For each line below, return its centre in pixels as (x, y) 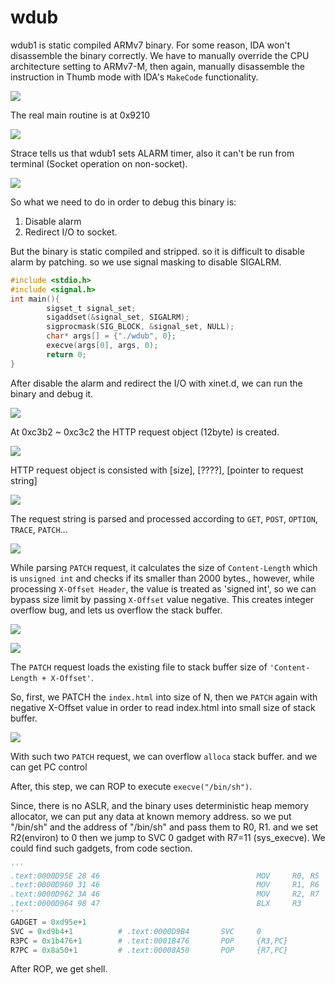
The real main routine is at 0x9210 (80, 115)
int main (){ (35, 299)
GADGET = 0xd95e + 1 (48, 922)
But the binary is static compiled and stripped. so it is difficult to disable (157, 251)
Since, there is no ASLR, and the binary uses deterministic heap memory (159, 805)
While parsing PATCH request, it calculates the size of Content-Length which (164, 567)
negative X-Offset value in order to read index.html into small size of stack (163, 707)
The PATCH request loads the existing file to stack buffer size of (139, 667)
